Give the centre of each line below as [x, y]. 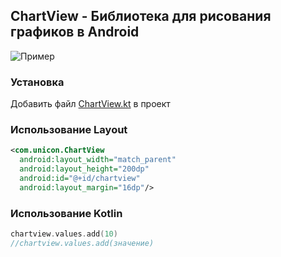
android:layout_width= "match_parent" [98, 160]
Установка [37, 82]
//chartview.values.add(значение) [82, 243]
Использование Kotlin [66, 213]
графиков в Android [75, 32]
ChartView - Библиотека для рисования [141, 16]
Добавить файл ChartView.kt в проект [90, 104]
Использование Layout [69, 130]
